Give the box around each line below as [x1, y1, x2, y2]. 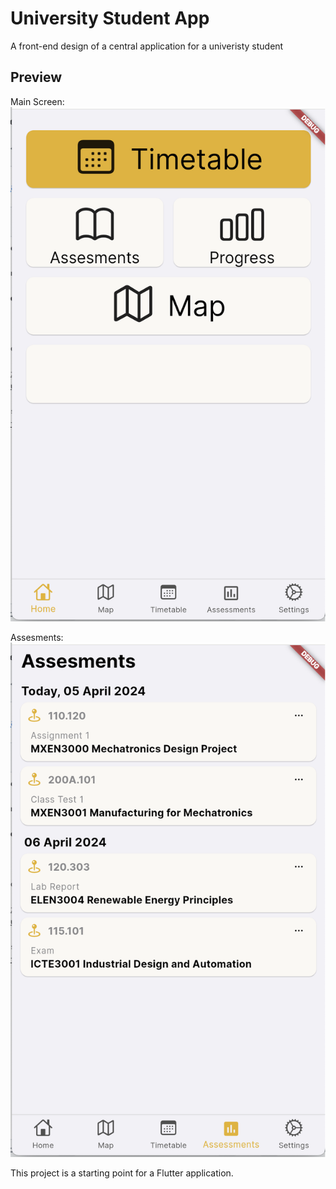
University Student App [10, 7, 210, 30]
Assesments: [10, 631, 64, 643]
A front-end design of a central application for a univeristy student [10, 40, 284, 52]
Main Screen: [10, 95, 65, 107]
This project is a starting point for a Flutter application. [10, 1167, 234, 1179]
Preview [10, 69, 63, 86]
